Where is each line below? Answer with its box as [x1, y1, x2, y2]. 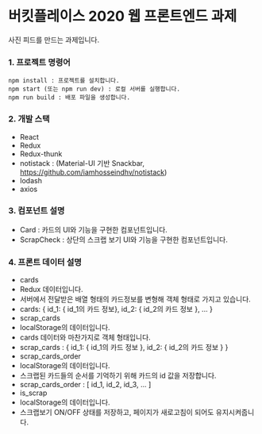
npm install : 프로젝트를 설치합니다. [8, 77, 120, 85]
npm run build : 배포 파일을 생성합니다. [8, 94, 131, 102]
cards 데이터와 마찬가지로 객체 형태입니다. [19, 332, 151, 342]
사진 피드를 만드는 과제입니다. [8, 35, 100, 44]
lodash [19, 175, 42, 185]
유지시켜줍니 [215, 408, 255, 417]
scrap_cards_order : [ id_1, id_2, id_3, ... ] [19, 380, 152, 390]
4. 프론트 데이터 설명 [8, 256, 82, 267]
